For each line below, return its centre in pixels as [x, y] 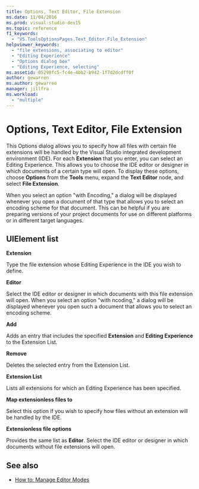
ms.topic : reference [32, 28]
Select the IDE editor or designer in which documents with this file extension [99, 294]
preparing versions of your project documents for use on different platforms [99, 214]
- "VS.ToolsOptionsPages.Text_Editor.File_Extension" [79, 39]
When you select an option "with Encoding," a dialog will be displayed [91, 195]
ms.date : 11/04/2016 [32, 17]
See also [22, 466]
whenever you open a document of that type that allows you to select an [95, 201]
